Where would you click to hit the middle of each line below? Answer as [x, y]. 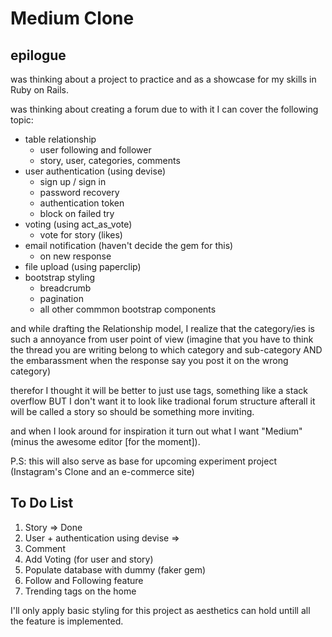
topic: [22, 120]
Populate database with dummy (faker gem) [115, 569]
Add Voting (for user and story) [89, 559]
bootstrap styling [60, 277]
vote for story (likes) [81, 235]
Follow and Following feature [84, 580]
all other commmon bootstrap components [128, 309]
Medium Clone [72, 18]
